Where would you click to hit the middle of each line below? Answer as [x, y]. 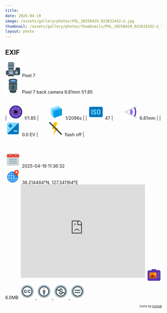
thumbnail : [16, 26]
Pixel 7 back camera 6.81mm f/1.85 [57, 92]
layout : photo [20, 32]
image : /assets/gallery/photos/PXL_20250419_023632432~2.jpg [70, 21]
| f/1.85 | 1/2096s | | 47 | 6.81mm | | [83, 118]
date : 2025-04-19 [23, 16]
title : [12, 10]
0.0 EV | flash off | [53, 134]
